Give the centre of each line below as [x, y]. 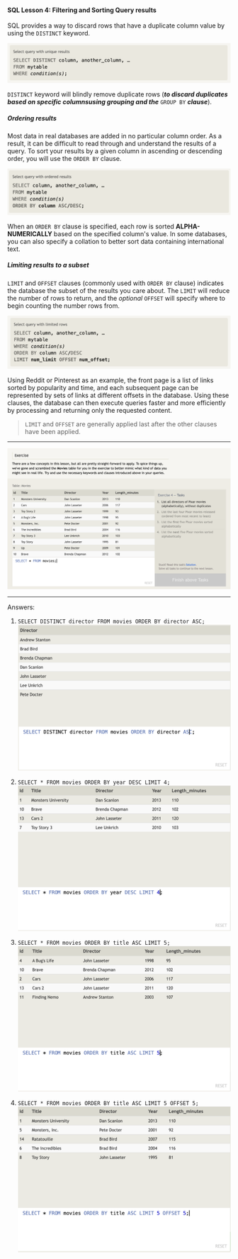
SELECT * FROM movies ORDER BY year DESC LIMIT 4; [94, 782]
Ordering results [32, 118]
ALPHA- [188, 226]
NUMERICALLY [30, 233]
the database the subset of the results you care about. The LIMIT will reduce [119, 290]
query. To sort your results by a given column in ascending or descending [115, 151]
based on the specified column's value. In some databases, [140, 233]
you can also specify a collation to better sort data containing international [116, 241]
